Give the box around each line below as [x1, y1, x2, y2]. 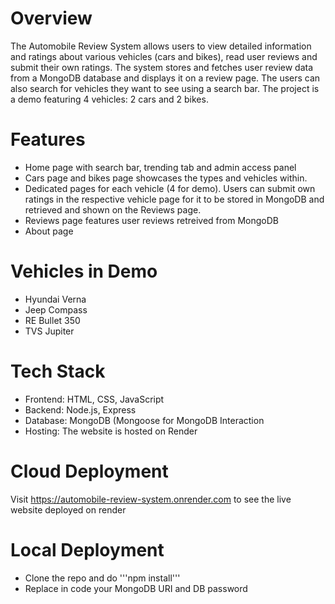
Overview [10, 7, 93, 30]
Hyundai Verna [24, 293, 87, 305]
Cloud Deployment [10, 460, 169, 482]
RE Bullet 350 [24, 314, 81, 326]
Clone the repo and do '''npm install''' [24, 572, 181, 584]
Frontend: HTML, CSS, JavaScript [24, 393, 165, 405]
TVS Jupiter [24, 325, 75, 337]
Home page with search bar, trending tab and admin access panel [24, 161, 297, 173]
